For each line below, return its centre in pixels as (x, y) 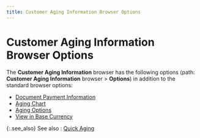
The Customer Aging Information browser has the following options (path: (101, 72)
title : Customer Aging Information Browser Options (73, 12)
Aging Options (33, 110)
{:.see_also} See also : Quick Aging (50, 128)
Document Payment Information (55, 97)
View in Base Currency (44, 116)
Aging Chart (30, 103)
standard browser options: (40, 85)
